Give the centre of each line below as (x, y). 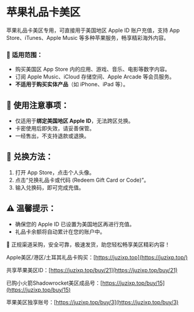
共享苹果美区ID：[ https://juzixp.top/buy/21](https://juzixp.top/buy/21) (92, 270)
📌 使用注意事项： (38, 105)
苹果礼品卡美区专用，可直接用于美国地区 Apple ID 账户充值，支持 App (93, 30)
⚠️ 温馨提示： (31, 209)
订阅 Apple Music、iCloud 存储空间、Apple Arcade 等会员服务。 (95, 77)
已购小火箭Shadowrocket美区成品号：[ (54, 283)
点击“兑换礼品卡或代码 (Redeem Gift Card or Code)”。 (82, 180)
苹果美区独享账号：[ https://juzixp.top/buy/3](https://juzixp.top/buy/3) (92, 302)
